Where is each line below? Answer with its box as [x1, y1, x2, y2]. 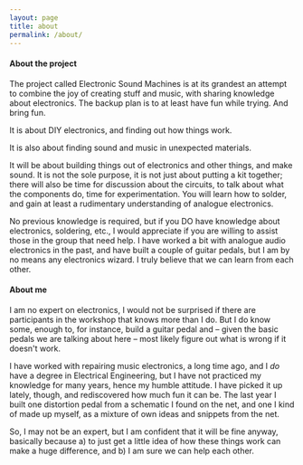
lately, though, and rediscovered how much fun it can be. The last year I [9, 389, 278, 400]
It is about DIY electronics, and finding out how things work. [9, 124, 232, 136]
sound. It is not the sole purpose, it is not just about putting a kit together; [9, 169, 283, 180]
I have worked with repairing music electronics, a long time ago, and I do [9, 360, 280, 371]
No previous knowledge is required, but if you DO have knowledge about [9, 215, 280, 226]
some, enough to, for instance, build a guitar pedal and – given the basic [9, 323, 279, 335]
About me [9, 284, 48, 295]
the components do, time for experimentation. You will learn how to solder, [9, 188, 288, 199]
